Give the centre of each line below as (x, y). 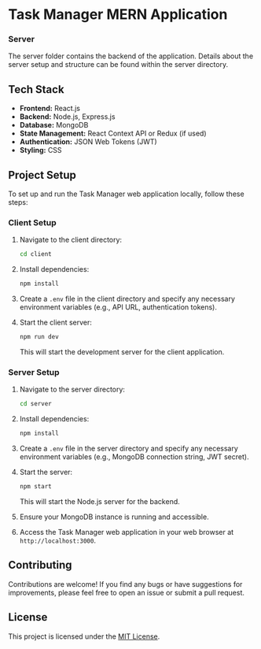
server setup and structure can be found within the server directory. (118, 65)
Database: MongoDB (54, 125)
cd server (36, 404)
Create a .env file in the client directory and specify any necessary (127, 299)
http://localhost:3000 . (58, 540)
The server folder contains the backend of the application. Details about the (131, 56)
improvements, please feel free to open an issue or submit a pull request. (127, 592)
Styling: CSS (40, 150)
